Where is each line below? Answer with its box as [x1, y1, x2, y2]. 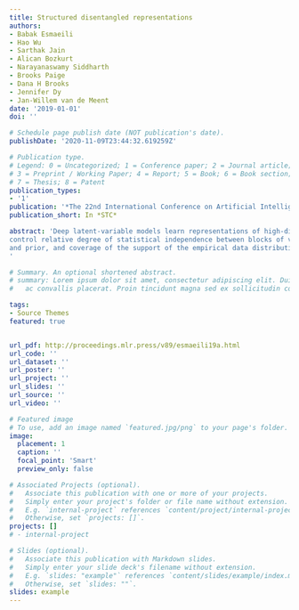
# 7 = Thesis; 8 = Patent [9, 177, 105, 187]
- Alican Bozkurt [9, 54, 74, 63]
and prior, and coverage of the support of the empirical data [9, 243, 249, 252]
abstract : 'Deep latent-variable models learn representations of [9, 227, 261, 236]
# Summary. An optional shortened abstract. [9, 268, 177, 277]
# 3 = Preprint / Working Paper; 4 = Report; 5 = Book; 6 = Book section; [9, 169, 293, 178]
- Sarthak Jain [9, 46, 66, 55]
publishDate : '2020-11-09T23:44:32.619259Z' [9, 137, 177, 146]
